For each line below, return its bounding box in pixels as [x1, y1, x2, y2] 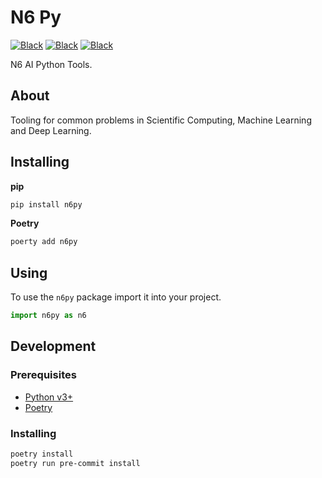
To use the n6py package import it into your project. [10, 291, 222, 303]
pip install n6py [10, 199, 83, 210]
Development [10, 338, 97, 355]
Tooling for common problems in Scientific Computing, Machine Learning [10, 114, 312, 126]
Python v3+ [24, 391, 74, 403]
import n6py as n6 [10, 311, 87, 321]
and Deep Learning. [10, 124, 92, 136]
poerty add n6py [10, 237, 78, 247]
